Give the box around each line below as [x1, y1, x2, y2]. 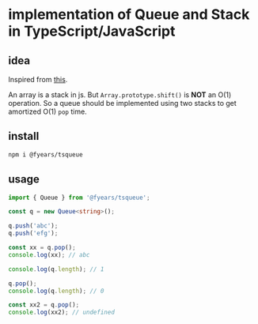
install [8, 130, 40, 143]
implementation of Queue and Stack [8, 6, 250, 24]
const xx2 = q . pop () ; [8, 301, 80, 309]
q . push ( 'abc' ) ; [8, 222, 59, 230]
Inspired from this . [8, 75, 68, 84]
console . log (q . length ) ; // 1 [8, 265, 104, 273]
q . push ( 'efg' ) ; [8, 229, 59, 238]
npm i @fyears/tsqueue [8, 150, 83, 159]
